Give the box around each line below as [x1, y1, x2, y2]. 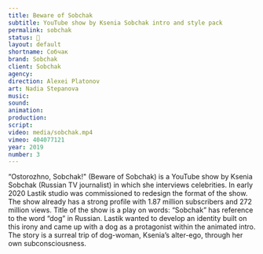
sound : [8, 99, 30, 107]
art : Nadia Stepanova [8, 84, 79, 93]
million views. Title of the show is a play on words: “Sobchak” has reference [8, 205, 254, 215]
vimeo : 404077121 [8, 135, 65, 144]
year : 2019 [8, 143, 44, 151]
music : [8, 92, 30, 100]
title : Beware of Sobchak [8, 11, 93, 20]
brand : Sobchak [8, 56, 58, 64]
